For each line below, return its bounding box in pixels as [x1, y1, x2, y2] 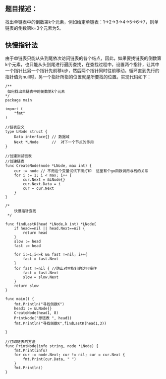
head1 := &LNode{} [14, 306, 52, 311]
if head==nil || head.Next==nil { [14, 226, 85, 231]
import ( [5, 106, 23, 111]
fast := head [14, 243, 41, 248]
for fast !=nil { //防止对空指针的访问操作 [14, 266, 97, 271]
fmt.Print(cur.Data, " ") [23, 357, 77, 362]
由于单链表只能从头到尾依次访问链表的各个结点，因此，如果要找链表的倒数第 [5, 55, 162, 61]
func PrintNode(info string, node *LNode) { [5, 343, 99, 349]
